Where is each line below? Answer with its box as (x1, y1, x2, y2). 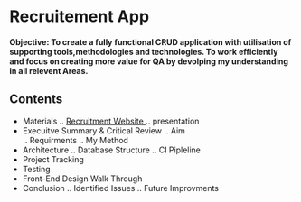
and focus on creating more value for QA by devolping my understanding (9, 56, 289, 67)
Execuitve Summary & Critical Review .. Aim (22, 124, 185, 136)
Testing (22, 163, 52, 174)
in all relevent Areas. (9, 65, 89, 76)
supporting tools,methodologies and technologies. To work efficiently (9, 46, 278, 57)
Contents (9, 92, 63, 107)
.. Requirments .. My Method (22, 134, 129, 145)
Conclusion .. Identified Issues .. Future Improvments (22, 182, 220, 193)
